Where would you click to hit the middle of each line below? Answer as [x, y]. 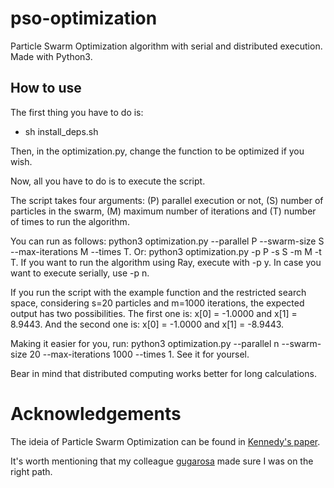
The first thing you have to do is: [77, 112]
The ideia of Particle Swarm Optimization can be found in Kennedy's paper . [165, 441]
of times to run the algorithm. [70, 221]
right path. [31, 471]
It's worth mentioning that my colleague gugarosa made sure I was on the [162, 461]
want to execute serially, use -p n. [80, 273]
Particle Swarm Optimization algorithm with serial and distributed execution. [166, 46]
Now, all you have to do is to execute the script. [108, 181]
